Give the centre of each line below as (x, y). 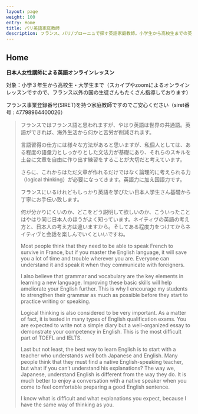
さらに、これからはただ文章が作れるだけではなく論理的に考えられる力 (106, 172)
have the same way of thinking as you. (67, 405)
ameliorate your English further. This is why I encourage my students (104, 289)
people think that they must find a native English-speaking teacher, (102, 361)
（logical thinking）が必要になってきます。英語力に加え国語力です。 (103, 179)
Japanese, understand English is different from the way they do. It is (103, 374)
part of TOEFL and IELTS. (51, 338)
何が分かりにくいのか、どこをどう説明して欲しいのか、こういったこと (105, 212)
